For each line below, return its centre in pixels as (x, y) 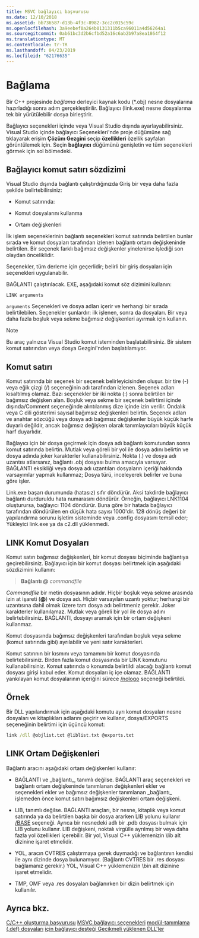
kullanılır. (26, 890)
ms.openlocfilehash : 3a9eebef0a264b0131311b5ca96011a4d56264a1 (86, 28)
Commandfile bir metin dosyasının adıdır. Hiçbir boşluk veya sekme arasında (99, 592)
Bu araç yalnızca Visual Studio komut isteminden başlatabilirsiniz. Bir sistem (99, 342)
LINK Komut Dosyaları (48, 543)
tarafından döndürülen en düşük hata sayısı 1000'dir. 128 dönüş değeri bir (96, 512)
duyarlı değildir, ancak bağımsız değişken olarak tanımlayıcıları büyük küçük (99, 426)
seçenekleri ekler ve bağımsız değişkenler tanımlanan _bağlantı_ (93, 792)
